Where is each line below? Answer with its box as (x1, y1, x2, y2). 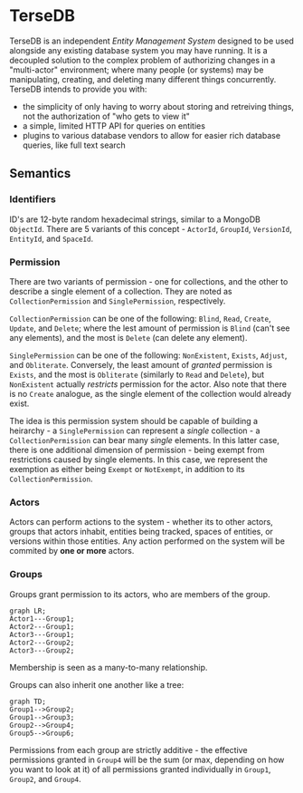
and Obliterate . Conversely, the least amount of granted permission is (9, 359, 273, 370)
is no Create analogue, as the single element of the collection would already (9, 388, 292, 399)
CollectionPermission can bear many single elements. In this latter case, (9, 434, 280, 445)
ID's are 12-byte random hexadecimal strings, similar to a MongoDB (9, 214, 260, 225)
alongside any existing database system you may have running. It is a (9, 44, 269, 55)
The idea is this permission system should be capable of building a (9, 415, 259, 426)
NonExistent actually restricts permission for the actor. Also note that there (9, 378, 288, 390)
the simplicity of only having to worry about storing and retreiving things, (22, 101, 294, 111)
